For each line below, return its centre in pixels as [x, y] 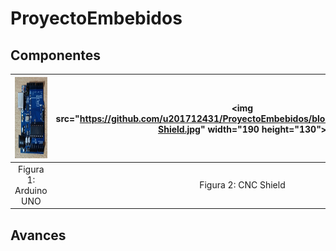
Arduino [31, 190]
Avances [38, 235]
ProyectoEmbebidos [96, 18]
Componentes [56, 55]
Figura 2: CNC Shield [242, 185]
